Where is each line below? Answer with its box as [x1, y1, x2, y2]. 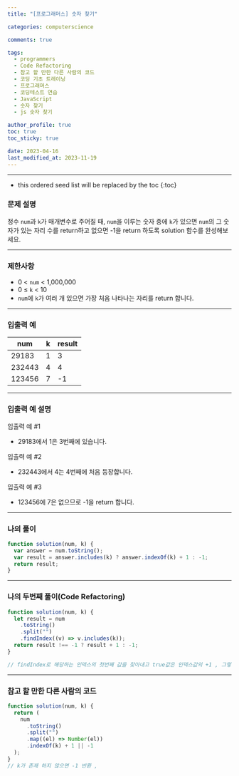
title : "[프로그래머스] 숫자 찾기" [7, 10, 98, 18]
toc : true [7, 128, 37, 135]
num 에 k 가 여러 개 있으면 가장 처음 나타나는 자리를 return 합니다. [17, 294, 194, 303]
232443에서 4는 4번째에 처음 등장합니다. [17, 467, 133, 476]
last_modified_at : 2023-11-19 [7, 154, 97, 161]
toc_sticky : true [7, 135, 59, 142]
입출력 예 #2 [7, 452, 42, 460]
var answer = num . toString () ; [14, 547, 103, 554]
